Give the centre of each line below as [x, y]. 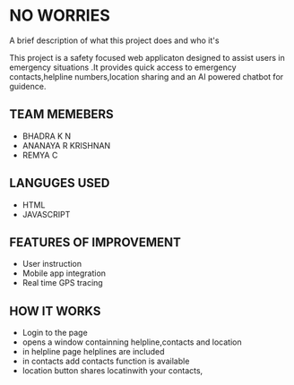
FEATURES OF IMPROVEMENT [95, 242]
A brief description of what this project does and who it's [114, 40]
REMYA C [40, 155]
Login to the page [55, 333]
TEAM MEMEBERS [61, 114]
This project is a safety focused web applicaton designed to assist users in [147, 57]
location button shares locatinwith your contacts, [112, 371]
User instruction [52, 264]
